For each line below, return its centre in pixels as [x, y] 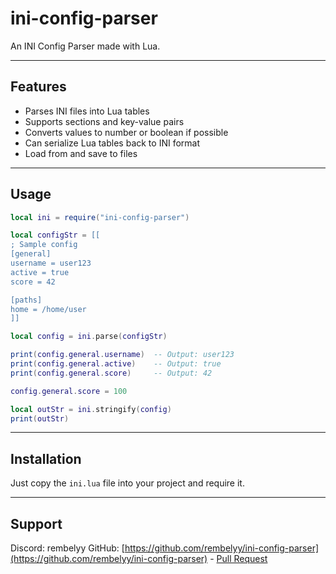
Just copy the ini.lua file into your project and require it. [127, 483]
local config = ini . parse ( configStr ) [89, 337]
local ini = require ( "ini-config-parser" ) [100, 217]
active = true [40, 272]
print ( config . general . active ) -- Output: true [116, 364]
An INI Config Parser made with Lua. [85, 46]
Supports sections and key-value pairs [104, 121]
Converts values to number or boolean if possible [126, 132]
